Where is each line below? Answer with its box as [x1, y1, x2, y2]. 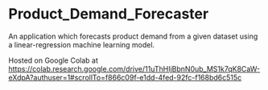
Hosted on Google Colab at [8, 55, 99, 65]
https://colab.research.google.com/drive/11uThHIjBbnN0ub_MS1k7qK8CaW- [8, 63, 260, 73]
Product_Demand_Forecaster [8, 5, 209, 23]
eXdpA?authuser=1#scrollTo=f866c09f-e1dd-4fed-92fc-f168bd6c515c [8, 72, 242, 82]
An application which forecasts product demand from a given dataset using [8, 31, 258, 41]
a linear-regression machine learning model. [8, 39, 155, 49]
